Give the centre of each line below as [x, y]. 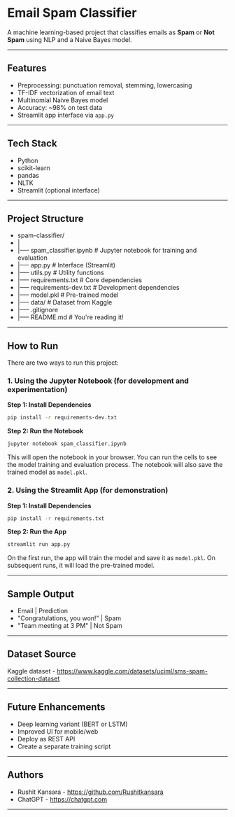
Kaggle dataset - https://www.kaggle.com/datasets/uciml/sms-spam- [108, 671]
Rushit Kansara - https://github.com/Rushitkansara [90, 792]
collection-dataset [34, 678]
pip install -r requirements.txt [56, 518]
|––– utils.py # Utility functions [60, 273]
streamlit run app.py [39, 545]
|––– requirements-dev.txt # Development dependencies [98, 288]
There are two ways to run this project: [63, 363]
